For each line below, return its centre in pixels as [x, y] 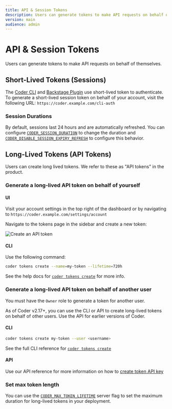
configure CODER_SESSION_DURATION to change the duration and [70, 133]
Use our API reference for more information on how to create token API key [84, 371]
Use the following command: [36, 257]
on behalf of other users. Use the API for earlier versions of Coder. [76, 316]
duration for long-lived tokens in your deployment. [58, 401]
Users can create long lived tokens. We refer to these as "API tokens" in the [85, 167]
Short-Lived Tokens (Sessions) [56, 80]
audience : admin [23, 24]
